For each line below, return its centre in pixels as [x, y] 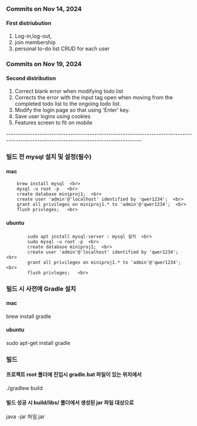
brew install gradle [29, 316]
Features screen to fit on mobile [54, 122]
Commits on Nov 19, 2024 [44, 64]
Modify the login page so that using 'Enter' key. [72, 110]
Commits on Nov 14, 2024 [44, 9]
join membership [35, 43]
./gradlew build [25, 388]
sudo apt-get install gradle [38, 343]
